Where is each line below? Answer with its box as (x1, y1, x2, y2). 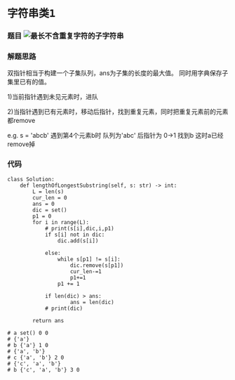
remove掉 (7, 140, 36, 148)
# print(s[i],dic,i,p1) (44, 225, 114, 232)
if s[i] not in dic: (44, 231, 105, 238)
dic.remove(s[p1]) (69, 261, 124, 269)
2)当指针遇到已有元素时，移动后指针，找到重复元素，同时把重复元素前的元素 (7, 107, 229, 116)
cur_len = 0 (32, 194, 68, 201)
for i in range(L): (32, 218, 90, 225)
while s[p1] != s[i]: (57, 256, 121, 263)
